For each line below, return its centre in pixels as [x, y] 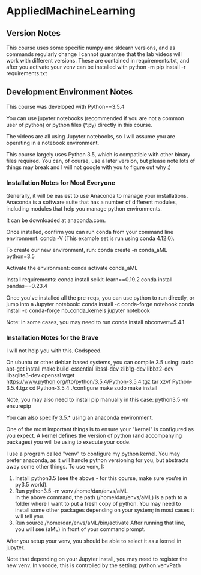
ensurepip [19, 406]
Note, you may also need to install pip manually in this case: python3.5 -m [97, 400]
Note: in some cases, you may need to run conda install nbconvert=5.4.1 [95, 322]
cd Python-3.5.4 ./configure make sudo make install [93, 388]
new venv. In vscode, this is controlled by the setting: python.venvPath [94, 565]
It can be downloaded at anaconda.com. [56, 220]
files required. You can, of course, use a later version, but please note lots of [101, 161]
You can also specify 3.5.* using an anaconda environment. [80, 418]
